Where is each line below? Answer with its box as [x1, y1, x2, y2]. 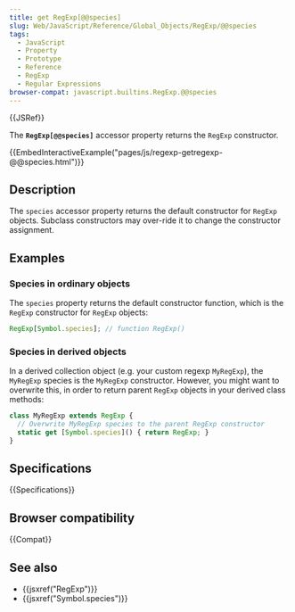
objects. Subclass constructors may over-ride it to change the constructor [9, 215, 281, 226]
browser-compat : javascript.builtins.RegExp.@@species [9, 87, 217, 96]
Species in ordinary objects [9, 277, 131, 290]
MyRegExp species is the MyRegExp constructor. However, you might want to [9, 376, 280, 386]
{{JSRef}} [9, 112, 45, 123]
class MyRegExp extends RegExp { [9, 411, 134, 420]
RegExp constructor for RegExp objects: [9, 307, 149, 318]
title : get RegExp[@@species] [9, 12, 122, 22]
